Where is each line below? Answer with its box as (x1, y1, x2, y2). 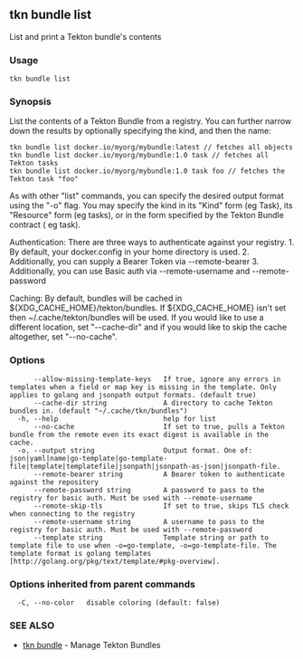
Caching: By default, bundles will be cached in (9, 293, 183, 304)
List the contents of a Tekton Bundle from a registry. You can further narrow (9, 116, 292, 127)
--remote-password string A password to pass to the (33, 485, 265, 494)
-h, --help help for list (17, 414, 217, 424)
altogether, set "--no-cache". (9, 331, 118, 342)
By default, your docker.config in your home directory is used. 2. (9, 246, 251, 257)
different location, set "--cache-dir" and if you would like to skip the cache (9, 321, 288, 333)
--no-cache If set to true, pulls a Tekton (33, 422, 285, 431)
